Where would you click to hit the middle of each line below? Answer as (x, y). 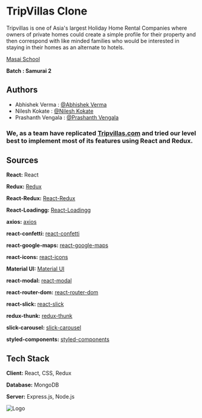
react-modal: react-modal (39, 281)
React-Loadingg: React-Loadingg (49, 210)
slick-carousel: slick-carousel (44, 328)
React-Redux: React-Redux (41, 198)
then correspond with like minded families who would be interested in (93, 41)
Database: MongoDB (33, 385)
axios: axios (21, 222)
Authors (22, 90)
